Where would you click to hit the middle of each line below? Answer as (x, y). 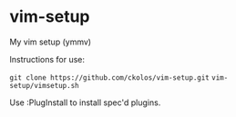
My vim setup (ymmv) (51, 42)
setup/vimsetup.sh (44, 85)
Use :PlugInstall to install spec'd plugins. (85, 102)
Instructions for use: (47, 59)
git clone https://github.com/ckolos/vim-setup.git (109, 78)
